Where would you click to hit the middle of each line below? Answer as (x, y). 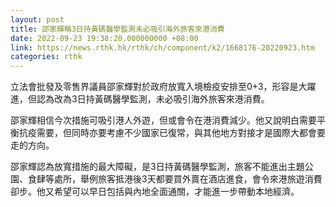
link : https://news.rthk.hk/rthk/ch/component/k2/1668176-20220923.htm (162, 47)
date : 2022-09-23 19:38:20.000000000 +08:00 (104, 38)
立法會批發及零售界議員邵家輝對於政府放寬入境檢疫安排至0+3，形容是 (154, 87)
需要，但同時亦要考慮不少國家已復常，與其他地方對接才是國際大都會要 (181, 133)
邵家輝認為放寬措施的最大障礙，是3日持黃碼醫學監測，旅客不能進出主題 (157, 167)
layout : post (37, 19)
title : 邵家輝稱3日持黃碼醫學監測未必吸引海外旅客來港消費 (117, 29)
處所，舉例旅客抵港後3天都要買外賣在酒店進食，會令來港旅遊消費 (188, 179)
